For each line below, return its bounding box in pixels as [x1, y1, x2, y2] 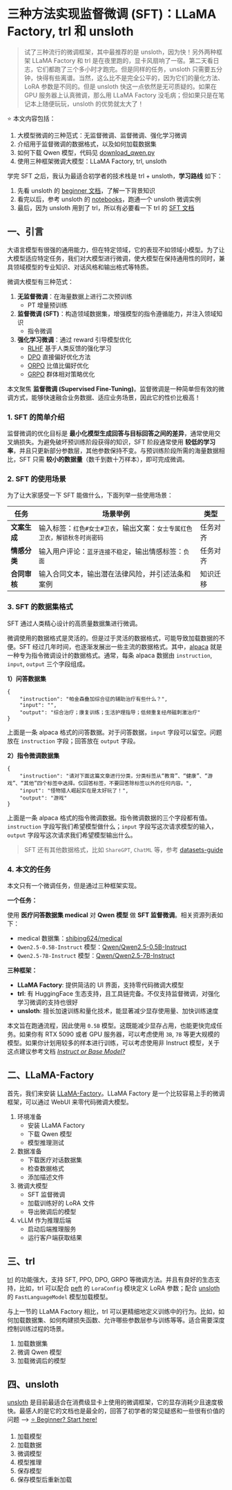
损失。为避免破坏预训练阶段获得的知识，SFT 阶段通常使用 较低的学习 [19, 438, 216, 446]
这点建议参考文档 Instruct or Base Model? [7, 1047, 126, 1055]
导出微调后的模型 [27, 1207, 77, 1216]
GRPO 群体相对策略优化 [27, 370, 95, 378]
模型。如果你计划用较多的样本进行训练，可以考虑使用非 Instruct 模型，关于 [7, 1038, 220, 1047]
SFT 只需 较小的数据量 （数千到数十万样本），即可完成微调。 [19, 455, 188, 464]
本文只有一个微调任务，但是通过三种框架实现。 [7, 881, 140, 889]
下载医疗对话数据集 [27, 1156, 83, 1164]
